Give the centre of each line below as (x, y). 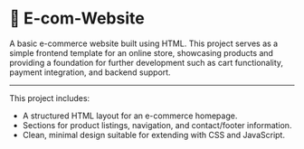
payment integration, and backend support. (90, 72)
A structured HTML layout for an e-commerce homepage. (130, 116)
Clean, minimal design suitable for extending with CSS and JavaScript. (153, 135)
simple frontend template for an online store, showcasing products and (142, 52)
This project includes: (50, 98)
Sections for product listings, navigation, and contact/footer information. (157, 125)
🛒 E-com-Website (77, 19)
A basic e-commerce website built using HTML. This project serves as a (144, 43)
